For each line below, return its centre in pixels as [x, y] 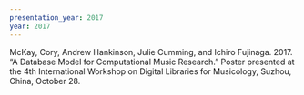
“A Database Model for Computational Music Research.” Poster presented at [152, 62]
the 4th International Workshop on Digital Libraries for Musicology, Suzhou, [151, 71]
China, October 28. [45, 81]
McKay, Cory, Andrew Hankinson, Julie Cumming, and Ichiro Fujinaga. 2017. [151, 52]
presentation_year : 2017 [56, 18]
